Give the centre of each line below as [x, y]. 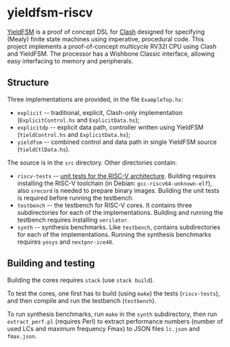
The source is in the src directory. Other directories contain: [92, 162]
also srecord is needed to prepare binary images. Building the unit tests [118, 190]
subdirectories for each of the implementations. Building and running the [120, 212]
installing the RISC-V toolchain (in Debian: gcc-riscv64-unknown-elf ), [114, 183]
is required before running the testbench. [75, 198]
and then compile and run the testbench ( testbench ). [82, 300]
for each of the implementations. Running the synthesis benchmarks [114, 234]
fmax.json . [22, 336]
